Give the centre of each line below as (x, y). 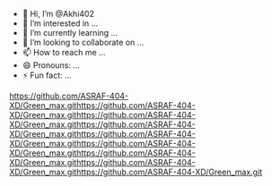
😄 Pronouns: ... (51, 65)
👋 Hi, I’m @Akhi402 (58, 14)
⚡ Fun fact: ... (47, 75)
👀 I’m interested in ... (60, 23)
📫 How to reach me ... (64, 52)
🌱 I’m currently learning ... (70, 33)
